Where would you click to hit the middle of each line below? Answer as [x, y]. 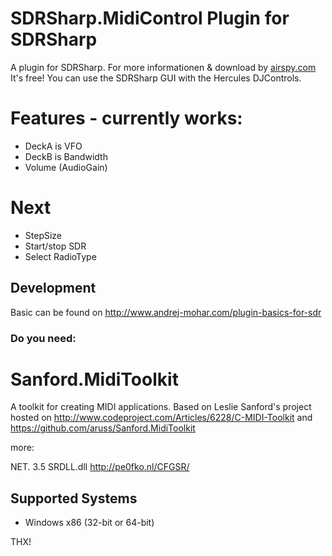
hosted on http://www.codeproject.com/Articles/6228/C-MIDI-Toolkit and [161, 418]
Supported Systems [74, 498]
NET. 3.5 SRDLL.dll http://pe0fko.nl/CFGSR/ [100, 467]
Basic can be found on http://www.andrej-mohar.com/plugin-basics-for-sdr [166, 312]
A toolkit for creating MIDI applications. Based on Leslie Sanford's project [161, 407]
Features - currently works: [126, 118]
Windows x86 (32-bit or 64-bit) [89, 523]
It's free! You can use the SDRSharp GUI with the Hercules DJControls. [156, 78]
